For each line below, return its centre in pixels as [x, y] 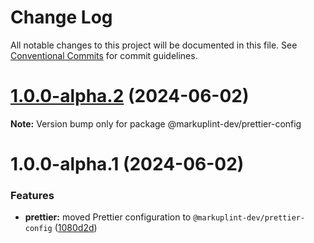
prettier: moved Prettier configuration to [108, 217]
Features [32, 195]
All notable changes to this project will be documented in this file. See [154, 45]
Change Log [61, 17]
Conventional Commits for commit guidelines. [104, 55]
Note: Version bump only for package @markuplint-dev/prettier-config [156, 123]
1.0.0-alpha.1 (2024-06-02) [127, 164]
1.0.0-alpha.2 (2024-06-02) [130, 96]
